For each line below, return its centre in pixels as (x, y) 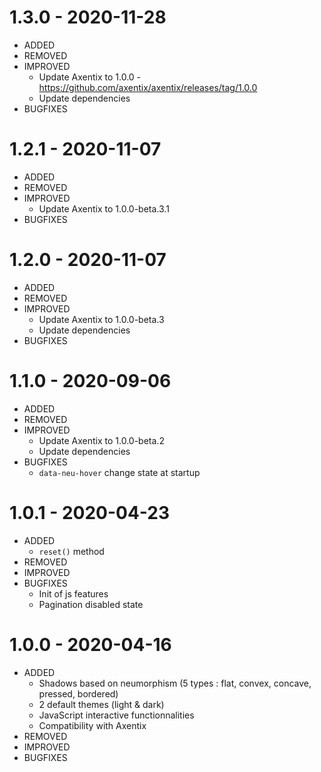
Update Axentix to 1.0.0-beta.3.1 (104, 208)
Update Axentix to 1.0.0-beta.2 (101, 440)
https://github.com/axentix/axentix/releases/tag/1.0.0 (148, 87)
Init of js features (73, 593)
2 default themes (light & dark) (101, 704)
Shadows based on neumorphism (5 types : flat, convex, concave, (175, 683)
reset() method (71, 551)
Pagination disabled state (91, 604)
